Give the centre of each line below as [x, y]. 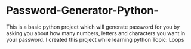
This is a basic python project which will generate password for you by [93, 27]
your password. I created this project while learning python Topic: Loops [95, 39]
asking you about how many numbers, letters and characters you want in [96, 33]
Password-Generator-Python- [83, 10]
